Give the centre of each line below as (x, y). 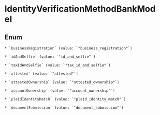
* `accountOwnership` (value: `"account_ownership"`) (60, 91)
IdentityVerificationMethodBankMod (80, 9)
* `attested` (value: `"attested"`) (41, 74)
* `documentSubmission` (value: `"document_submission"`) (64, 108)
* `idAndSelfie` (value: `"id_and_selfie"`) (50, 57)
